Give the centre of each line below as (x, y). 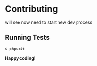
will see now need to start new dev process (49, 22)
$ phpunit (15, 49)
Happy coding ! (20, 58)
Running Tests (27, 38)
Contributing (31, 9)
